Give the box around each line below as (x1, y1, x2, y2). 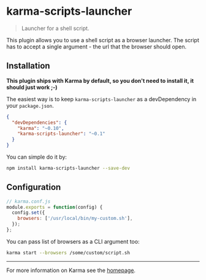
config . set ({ (12, 210, 45, 216)
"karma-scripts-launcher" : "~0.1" (17, 131, 105, 137)
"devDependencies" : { (12, 119, 67, 126)
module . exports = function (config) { (6, 204, 103, 210)
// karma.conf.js (6, 198, 51, 205)
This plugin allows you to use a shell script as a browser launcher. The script (6, 36, 199, 44)
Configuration (6, 182, 61, 192)
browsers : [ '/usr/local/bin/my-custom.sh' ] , (17, 216, 133, 222)
